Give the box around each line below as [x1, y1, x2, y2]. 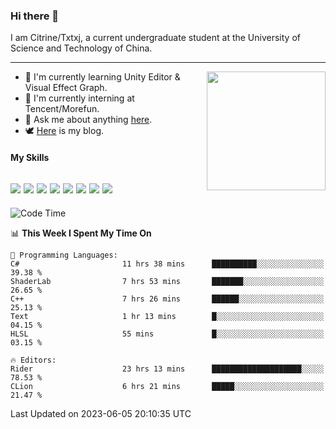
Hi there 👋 [10, 9, 60, 23]
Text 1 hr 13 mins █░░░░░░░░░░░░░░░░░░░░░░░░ [10, 311, 325, 321]
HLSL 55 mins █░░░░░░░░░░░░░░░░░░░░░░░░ [10, 329, 325, 339]
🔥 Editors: [10, 355, 57, 365]
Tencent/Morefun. [24, 103, 100, 115]
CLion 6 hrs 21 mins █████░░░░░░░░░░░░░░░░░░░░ [10, 381, 325, 391]
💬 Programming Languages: [10, 250, 118, 260]
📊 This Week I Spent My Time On [10, 227, 152, 239]
